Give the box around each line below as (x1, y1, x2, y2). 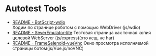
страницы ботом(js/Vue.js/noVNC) (12, 45, 84, 51)
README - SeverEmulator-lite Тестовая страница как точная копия (12, 29, 151, 35)
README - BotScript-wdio (12, 19, 65, 25)
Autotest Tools (5, 3, 66, 14)
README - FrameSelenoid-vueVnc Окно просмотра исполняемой (12, 40, 149, 46)
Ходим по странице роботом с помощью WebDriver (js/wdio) (12, 24, 141, 30)
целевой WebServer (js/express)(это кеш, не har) (12, 35, 115, 41)
